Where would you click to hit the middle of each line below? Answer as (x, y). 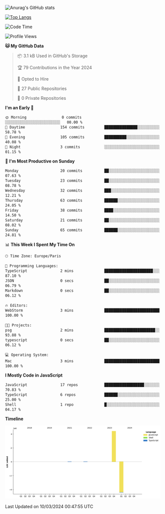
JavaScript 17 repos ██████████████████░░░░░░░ (82, 385)
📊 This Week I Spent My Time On (40, 244)
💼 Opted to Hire (33, 79)
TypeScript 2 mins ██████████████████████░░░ (82, 271)
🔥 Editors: (16, 305)
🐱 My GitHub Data (25, 46)
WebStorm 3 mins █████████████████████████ (82, 310)
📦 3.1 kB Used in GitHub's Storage (52, 56)
